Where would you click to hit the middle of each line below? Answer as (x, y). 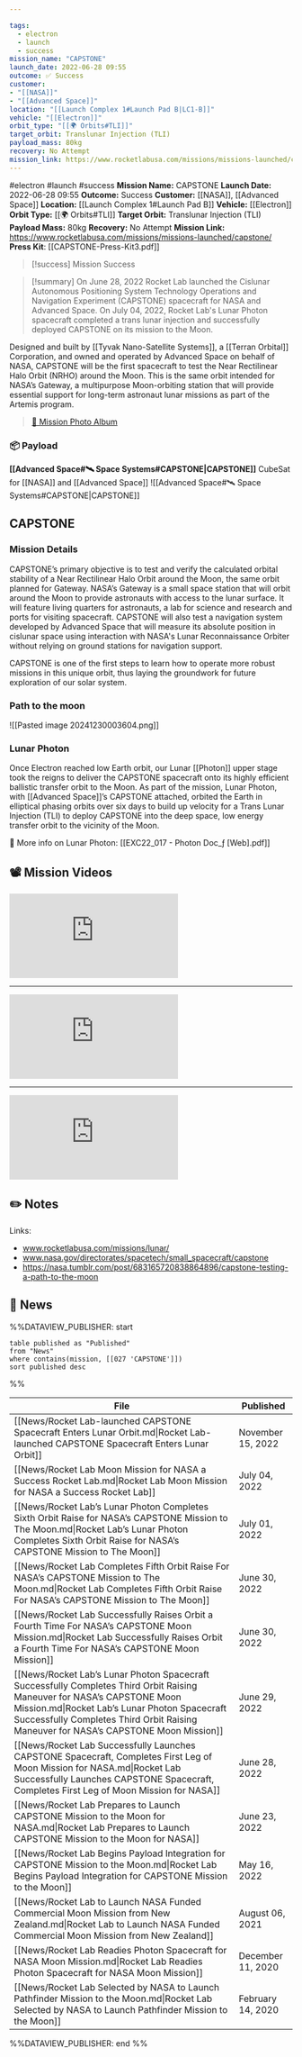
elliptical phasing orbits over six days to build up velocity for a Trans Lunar (147, 806)
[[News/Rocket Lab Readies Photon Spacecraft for (120, 1950)
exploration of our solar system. (68, 682)
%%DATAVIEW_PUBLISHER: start (71, 1327)
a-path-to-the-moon (60, 1276)
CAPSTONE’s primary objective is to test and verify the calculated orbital (144, 569)
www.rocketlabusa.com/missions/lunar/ (96, 1247)
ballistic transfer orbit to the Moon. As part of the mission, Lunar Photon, (143, 787)
